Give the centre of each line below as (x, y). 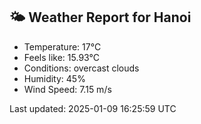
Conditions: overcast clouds (81, 68)
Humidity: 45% (54, 78)
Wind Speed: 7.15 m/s (67, 89)
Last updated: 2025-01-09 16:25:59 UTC (93, 108)
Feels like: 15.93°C (61, 57)
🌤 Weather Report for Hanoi (100, 17)
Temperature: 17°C (62, 46)
